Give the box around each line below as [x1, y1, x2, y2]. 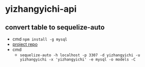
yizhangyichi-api [5, 3, 77, 15]
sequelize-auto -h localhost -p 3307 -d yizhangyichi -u [19, 53, 141, 58]
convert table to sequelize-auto [5, 23, 105, 32]
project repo [12, 41, 38, 47]
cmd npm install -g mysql [12, 36, 68, 42]
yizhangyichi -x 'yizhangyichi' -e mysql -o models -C [19, 57, 136, 62]
